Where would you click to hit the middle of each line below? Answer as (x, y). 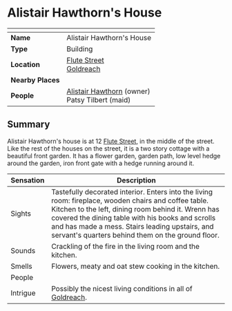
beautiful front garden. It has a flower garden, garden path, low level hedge (114, 155)
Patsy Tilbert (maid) (99, 100)
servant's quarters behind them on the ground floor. (135, 235)
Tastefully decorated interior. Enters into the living (132, 191)
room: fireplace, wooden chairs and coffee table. (130, 200)
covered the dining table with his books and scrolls (134, 218)
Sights (21, 214)
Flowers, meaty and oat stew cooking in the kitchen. (135, 266)
